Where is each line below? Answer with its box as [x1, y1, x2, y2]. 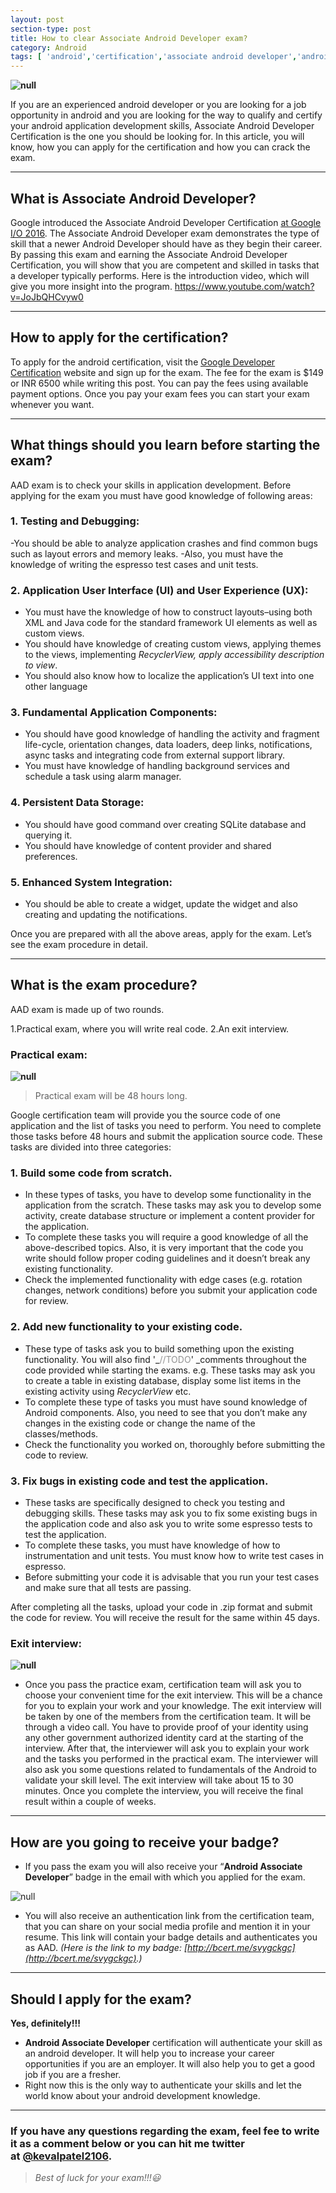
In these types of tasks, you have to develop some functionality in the [24, 1189, 312, 1201]
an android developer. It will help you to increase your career [24, 2047, 275, 2059]
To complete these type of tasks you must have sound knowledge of [24, 1396, 308, 1408]
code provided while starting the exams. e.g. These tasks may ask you [24, 1364, 316, 1376]
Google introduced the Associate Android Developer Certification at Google [10, 216, 322, 228]
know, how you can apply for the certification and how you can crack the [10, 141, 311, 153]
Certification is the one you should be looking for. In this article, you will [10, 131, 305, 143]
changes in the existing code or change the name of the [24, 1417, 256, 1429]
